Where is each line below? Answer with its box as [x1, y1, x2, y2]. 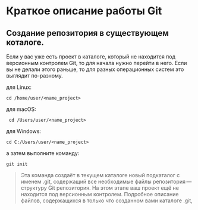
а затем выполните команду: [6, 150, 80, 156]
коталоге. [6, 37, 45, 47]
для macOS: [6, 106, 37, 113]
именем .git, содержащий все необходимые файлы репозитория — [20, 178, 192, 185]
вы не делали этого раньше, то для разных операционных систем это [6, 66, 184, 73]
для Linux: [6, 84, 32, 91]
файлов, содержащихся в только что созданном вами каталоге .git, [20, 197, 193, 204]
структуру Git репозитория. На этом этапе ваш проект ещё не [20, 184, 180, 192]
